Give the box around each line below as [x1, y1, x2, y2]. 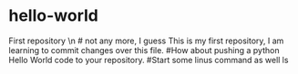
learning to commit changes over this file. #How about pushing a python [8, 44, 280, 55]
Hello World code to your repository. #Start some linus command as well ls [8, 54, 289, 65]
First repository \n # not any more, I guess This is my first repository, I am [8, 35, 284, 46]
